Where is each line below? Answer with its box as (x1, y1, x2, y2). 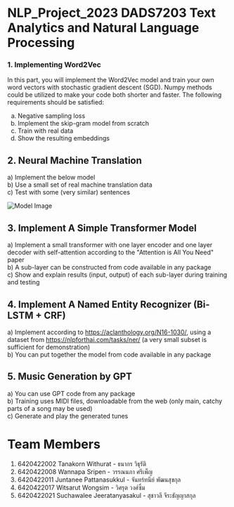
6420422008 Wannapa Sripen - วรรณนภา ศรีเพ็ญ (17, 467, 153, 475)
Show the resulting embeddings (17, 134, 110, 143)
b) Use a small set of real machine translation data (7, 180, 152, 189)
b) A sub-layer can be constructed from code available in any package (7, 263, 212, 272)
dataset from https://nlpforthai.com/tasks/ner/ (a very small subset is (7, 335, 207, 343)
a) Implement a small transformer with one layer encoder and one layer (7, 241, 213, 249)
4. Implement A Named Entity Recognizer (7, 298, 192, 310)
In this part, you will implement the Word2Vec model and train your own (7, 76, 214, 84)
